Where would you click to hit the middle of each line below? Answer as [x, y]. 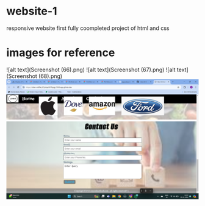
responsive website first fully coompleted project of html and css [88, 28]
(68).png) [51, 76]
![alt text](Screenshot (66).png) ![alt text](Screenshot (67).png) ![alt [91, 69]
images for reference [61, 53]
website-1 [32, 11]
